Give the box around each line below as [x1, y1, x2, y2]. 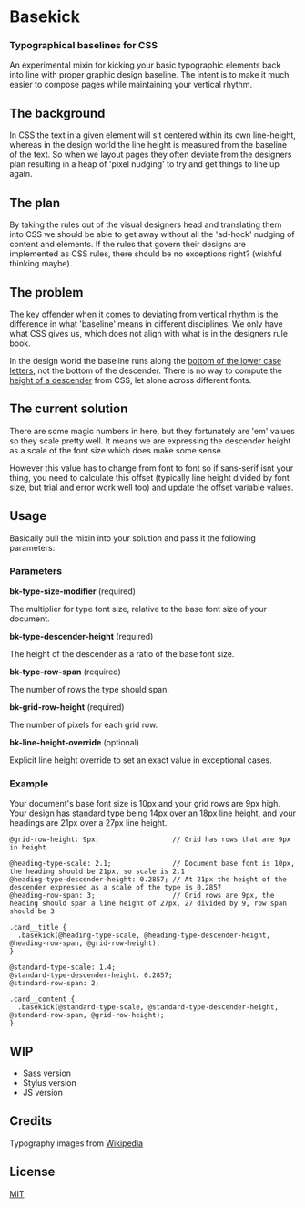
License [9, 1164, 56, 1180]
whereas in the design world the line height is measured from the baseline [9, 140, 288, 151]
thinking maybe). [9, 258, 73, 269]
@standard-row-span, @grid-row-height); [9, 1011, 166, 1020]
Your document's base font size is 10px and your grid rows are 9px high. [9, 798, 280, 809]
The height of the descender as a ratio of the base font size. [9, 648, 235, 659]
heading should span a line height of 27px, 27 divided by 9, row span [9, 899, 287, 909]
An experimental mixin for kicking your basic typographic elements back [9, 59, 281, 70]
